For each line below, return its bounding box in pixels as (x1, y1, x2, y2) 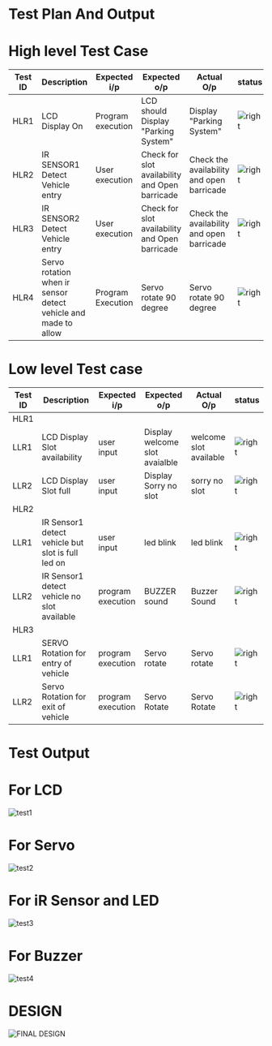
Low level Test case (8, 360, 143, 378)
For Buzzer (8, 947, 83, 966)
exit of (41, 701, 66, 712)
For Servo (8, 837, 75, 854)
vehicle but (41, 537, 84, 549)
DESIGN (8, 1002, 62, 1021)
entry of (41, 658, 72, 669)
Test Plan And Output (8, 5, 155, 24)
